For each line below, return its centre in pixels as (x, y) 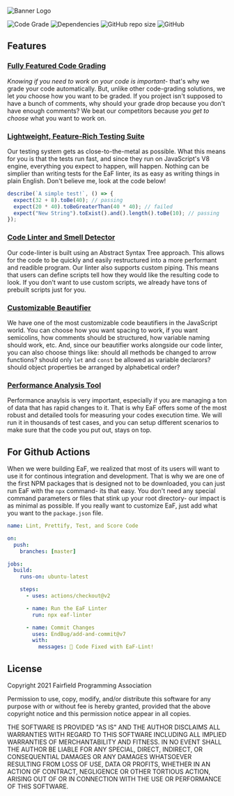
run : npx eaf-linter (62, 615)
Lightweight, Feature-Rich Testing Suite (76, 136)
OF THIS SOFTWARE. (38, 786)
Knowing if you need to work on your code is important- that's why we (109, 81)
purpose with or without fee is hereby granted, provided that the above (109, 706)
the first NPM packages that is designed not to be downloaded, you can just (116, 483)
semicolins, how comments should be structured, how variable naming (109, 337)
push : (22, 545)
